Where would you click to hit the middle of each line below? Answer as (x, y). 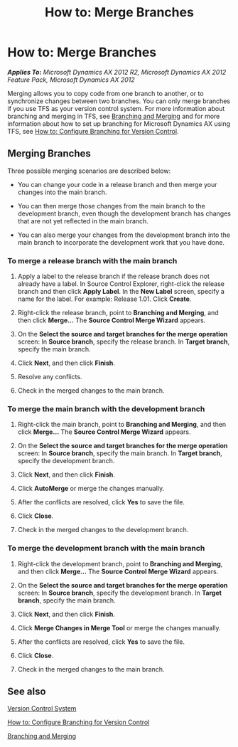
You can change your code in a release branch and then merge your (118, 184)
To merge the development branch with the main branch (106, 549)
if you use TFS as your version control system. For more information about (116, 108)
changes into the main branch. (62, 192)
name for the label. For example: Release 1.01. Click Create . (104, 299)
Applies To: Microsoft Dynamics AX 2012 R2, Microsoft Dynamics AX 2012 (117, 72)
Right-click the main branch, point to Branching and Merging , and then (122, 425)
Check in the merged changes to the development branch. (103, 530)
